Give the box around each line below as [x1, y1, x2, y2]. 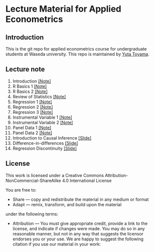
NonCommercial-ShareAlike [5, 178, 61, 183]
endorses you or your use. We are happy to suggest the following [12, 236, 144, 242]
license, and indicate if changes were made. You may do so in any [12, 225, 145, 232]
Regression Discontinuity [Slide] [12, 145, 77, 151]
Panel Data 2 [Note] [12, 130, 52, 136]
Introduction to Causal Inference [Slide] [12, 135, 92, 141]
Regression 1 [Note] [12, 99, 52, 105]
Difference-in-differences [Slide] [12, 140, 78, 146]
